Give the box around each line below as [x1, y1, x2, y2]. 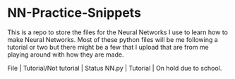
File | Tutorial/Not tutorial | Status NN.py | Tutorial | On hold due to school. [7, 64, 222, 72]
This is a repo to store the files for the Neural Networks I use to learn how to [7, 28, 228, 36]
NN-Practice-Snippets [7, 5, 141, 21]
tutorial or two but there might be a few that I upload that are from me [7, 43, 210, 51]
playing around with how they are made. [7, 50, 124, 59]
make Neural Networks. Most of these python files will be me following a [7, 35, 219, 43]
